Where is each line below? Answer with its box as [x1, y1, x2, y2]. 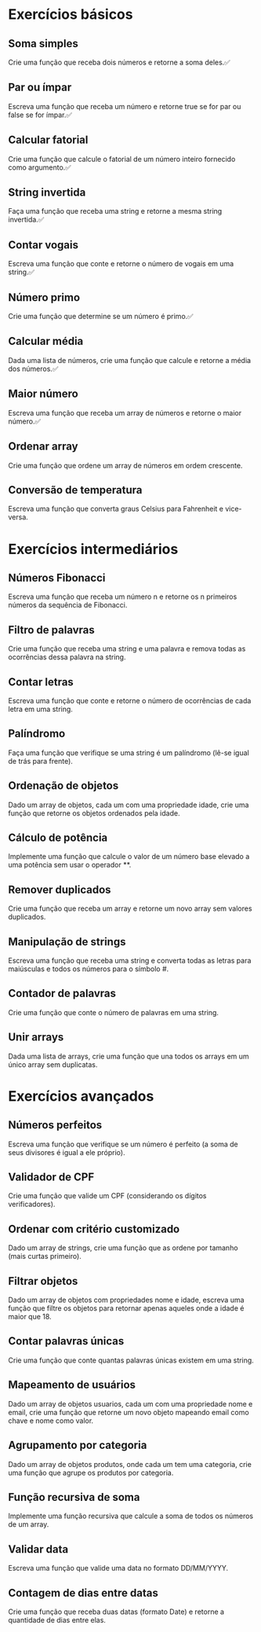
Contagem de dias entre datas [8, 1586, 158, 1600]
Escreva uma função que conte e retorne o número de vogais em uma [8, 259, 234, 269]
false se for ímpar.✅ [8, 110, 73, 119]
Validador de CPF [8, 1171, 95, 1184]
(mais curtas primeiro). [8, 1252, 82, 1261]
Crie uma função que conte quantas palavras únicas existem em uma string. [8, 1355, 255, 1365]
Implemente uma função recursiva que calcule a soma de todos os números [8, 1511, 253, 1521]
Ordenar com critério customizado [8, 1222, 180, 1235]
